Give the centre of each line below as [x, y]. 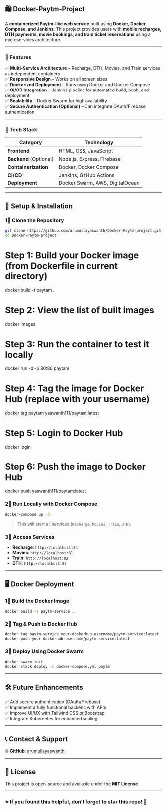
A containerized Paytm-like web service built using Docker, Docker [75, 24]
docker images [20, 324]
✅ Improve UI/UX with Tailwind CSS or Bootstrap [55, 713]
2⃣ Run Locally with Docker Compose [51, 504]
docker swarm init [24, 662]
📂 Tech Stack [21, 130]
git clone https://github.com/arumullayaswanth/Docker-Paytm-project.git [83, 231]
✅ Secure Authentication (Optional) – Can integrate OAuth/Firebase [75, 106]
